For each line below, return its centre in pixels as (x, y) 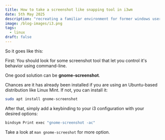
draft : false (18, 37)
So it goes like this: (24, 51)
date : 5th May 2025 (25, 14)
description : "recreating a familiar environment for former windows (78, 19)
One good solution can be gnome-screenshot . (53, 75)
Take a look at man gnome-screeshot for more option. (58, 132)
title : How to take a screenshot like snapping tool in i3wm (69, 10)
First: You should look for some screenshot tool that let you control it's (76, 60)
